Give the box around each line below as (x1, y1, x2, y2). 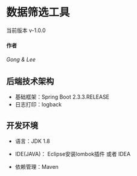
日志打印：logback (14, 101, 62, 108)
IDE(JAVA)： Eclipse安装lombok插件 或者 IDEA (14, 150, 131, 157)
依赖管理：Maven (14, 163, 59, 170)
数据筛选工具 (6, 5, 71, 19)
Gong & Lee (6, 56, 36, 64)
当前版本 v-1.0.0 (6, 27, 46, 34)
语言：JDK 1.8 (14, 137, 50, 145)
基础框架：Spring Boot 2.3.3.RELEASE (14, 93, 110, 100)
